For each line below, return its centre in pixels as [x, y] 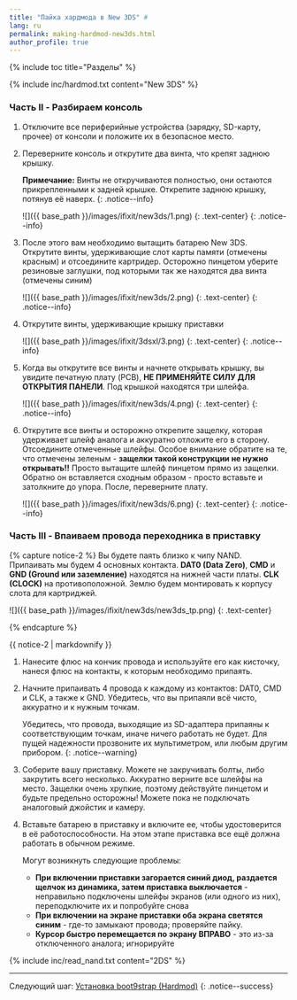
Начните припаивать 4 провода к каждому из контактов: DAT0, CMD [152, 688]
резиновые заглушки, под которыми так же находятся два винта [145, 270]
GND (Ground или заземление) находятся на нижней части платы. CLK [145, 574]
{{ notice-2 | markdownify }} [61, 644]
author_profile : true [49, 42]
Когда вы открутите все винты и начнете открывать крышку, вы [143, 368]
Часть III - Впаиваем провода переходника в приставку [135, 536]
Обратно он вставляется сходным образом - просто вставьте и [142, 477]
